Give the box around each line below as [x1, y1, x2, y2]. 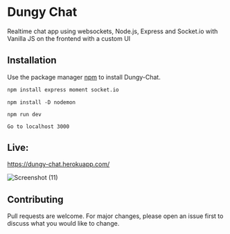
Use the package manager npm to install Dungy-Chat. [7, 73, 161, 81]
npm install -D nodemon [7, 98, 76, 106]
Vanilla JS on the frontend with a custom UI [7, 34, 131, 42]
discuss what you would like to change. [7, 219, 120, 228]
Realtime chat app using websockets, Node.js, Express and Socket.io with [7, 27, 218, 35]
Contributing [7, 193, 64, 205]
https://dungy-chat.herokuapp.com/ [7, 160, 110, 168]
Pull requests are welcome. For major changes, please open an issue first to [7, 212, 224, 220]
